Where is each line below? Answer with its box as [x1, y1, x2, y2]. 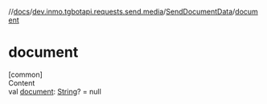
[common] [8, 70, 43, 79]
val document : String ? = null [8, 86, 102, 96]
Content [8, 78, 35, 87]
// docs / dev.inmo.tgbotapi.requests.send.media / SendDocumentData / [8, 7, 236, 16]
